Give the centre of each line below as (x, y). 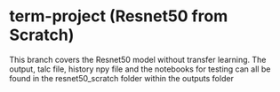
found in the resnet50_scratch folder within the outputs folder (121, 78)
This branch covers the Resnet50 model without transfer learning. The (138, 59)
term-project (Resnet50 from (119, 16)
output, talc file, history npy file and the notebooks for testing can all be (140, 69)
